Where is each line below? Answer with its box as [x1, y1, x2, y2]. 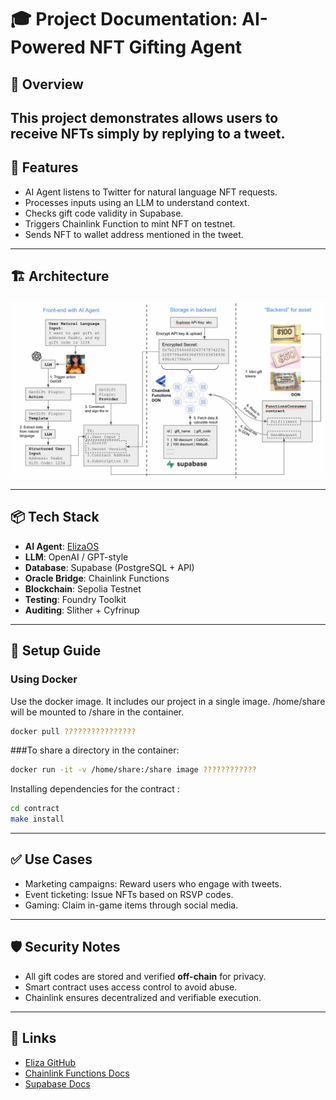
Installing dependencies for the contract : [10, 783, 180, 795]
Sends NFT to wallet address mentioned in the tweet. [24, 228, 244, 240]
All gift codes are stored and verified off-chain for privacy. [24, 970, 267, 982]
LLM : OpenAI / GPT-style [24, 551, 129, 563]
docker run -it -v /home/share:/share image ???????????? [10, 765, 257, 775]
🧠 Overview [10, 76, 84, 93]
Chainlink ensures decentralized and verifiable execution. [24, 991, 262, 1003]
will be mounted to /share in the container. [10, 706, 185, 718]
